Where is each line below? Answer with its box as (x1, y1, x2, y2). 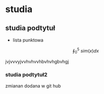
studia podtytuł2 (5, 71, 47, 78)
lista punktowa (12, 37, 44, 43)
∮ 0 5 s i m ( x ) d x (72, 47, 99, 55)
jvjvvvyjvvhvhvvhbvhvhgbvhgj (5, 59, 69, 65)
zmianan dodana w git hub (5, 82, 61, 89)
